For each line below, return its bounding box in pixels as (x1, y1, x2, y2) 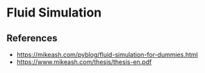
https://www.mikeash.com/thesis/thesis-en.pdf (16, 58, 152, 66)
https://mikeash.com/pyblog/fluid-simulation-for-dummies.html (16, 50, 199, 59)
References (6, 32, 58, 44)
